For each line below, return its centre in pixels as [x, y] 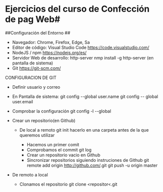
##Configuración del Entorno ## [38, 33]
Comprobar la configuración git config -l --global [62, 111]
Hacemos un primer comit [53, 144]
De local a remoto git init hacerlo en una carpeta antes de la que [84, 130]
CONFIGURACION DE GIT [31, 77]
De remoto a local [30, 174]
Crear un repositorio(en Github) [44, 120]
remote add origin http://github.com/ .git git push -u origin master [92, 165]
